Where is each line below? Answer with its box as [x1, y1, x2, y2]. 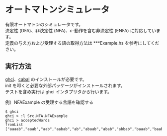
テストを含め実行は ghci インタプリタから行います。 [5, 88, 112, 94]
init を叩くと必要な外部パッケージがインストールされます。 [5, 82, 125, 88]
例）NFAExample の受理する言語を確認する [5, 99, 93, 105]
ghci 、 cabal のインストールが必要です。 [5, 76, 87, 82]
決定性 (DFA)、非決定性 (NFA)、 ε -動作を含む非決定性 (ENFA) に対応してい [5, 27, 157, 33]
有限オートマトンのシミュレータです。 [5, 21, 83, 27]
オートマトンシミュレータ [5, 4, 110, 15]
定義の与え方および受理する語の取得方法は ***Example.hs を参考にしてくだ [5, 40, 160, 46]
